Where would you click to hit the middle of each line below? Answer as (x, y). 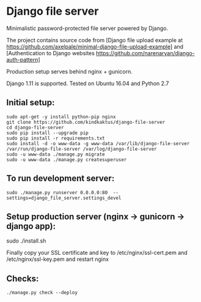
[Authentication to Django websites (50, 53)
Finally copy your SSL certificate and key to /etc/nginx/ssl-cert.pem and (97, 253)
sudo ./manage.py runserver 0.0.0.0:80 (57, 192)
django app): (31, 226)
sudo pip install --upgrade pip (47, 133)
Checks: (23, 278)
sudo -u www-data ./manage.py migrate (56, 154)
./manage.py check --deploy (42, 293)
